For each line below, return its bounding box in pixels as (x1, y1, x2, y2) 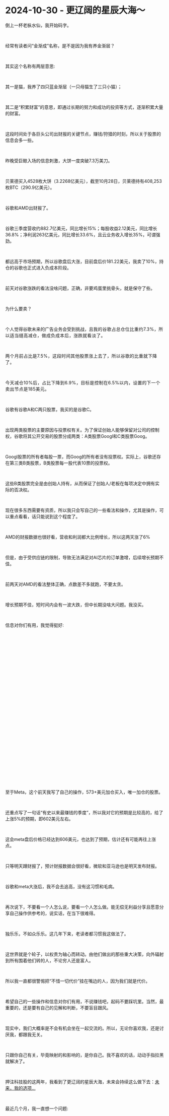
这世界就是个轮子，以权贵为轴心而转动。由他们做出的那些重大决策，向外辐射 (5, 951, 164, 957)
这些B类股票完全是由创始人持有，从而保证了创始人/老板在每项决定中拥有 (5, 480, 155, 486)
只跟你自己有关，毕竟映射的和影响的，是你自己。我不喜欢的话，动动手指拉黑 (5, 1052, 164, 1058)
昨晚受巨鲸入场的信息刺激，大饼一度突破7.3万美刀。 (5, 157, 113, 164)
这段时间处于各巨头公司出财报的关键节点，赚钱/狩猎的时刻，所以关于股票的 (5, 130, 161, 137)
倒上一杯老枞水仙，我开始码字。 (5, 22, 71, 28)
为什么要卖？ (5, 305, 32, 311)
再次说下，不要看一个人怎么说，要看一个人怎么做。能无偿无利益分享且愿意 (5, 904, 159, 910)
